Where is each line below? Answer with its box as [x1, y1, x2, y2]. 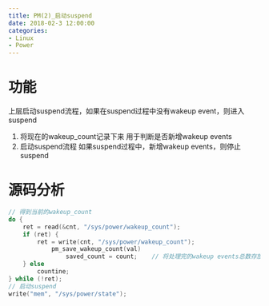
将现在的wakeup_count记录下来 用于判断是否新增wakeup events [19, 132, 232, 141]
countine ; [37, 268, 70, 276]
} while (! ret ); [8, 275, 62, 283]
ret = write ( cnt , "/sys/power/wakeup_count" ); [37, 237, 195, 246]
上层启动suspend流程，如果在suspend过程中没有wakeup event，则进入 [8, 106, 245, 116]
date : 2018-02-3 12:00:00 [8, 19, 94, 27]
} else [22, 260, 45, 268]
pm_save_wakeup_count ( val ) [50, 245, 142, 253]
